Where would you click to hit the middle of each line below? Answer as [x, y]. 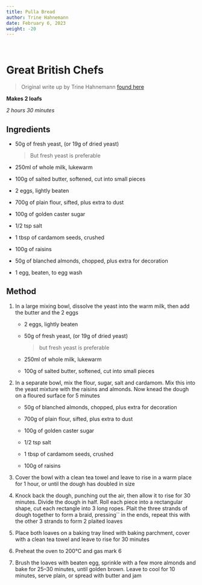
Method [21, 291]
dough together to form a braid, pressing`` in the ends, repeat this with [103, 514]
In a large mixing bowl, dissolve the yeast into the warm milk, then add [102, 306]
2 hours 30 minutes [30, 110]
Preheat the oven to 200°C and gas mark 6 [68, 551]
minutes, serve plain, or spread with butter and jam [78, 575]
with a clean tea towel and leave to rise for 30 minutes [82, 539]
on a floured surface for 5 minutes [58, 395]
